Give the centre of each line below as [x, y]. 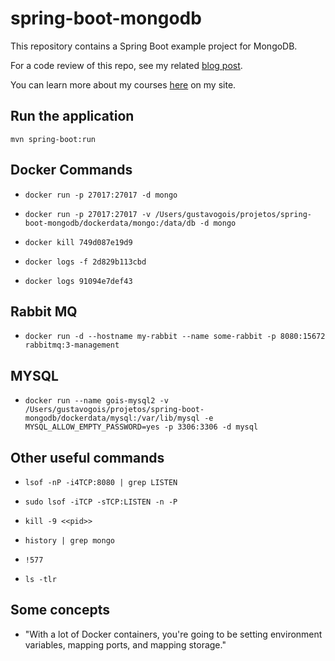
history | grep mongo [69, 541]
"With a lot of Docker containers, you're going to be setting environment [173, 634]
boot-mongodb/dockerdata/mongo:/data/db [110, 223]
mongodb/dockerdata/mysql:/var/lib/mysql [112, 418]
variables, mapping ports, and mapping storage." [125, 644]
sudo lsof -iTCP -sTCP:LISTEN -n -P [101, 502]
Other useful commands [87, 457]
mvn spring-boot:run [53, 139]
